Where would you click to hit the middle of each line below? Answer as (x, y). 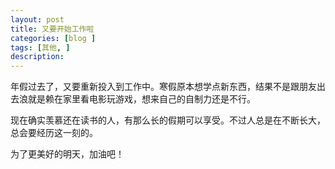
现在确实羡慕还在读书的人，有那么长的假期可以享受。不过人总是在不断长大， (168, 120)
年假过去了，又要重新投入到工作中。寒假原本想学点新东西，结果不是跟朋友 (163, 87)
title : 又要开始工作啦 (52, 29)
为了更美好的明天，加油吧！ (67, 154)
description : (37, 57)
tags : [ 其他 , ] (40, 47)
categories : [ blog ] (53, 38)
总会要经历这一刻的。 (54, 133)
